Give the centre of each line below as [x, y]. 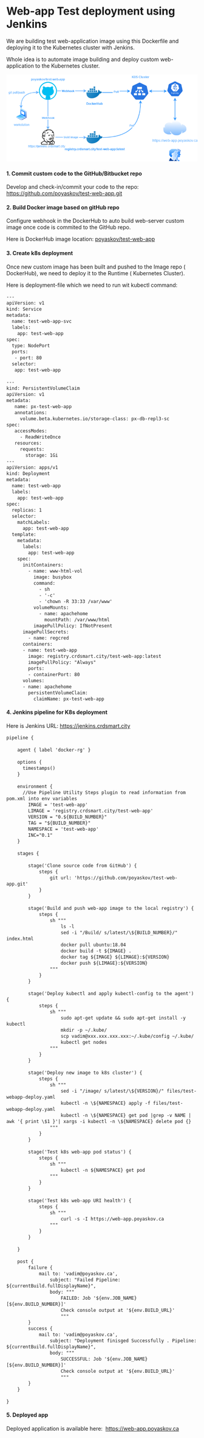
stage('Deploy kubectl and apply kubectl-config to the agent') [111, 993]
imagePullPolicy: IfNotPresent [73, 626]
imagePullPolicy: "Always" [62, 662]
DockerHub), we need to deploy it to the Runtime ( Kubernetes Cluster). [96, 273]
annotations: [31, 412]
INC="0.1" [40, 835]
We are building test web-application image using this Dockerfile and [93, 41]
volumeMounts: [51, 607]
